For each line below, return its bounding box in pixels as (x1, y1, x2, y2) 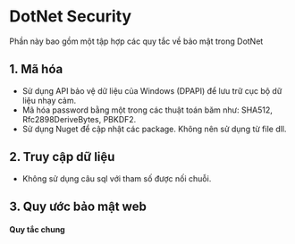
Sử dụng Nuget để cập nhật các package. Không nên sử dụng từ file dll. (21, 123, 287, 134)
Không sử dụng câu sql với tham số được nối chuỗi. (21, 172, 212, 184)
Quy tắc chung (9, 223, 65, 234)
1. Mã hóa (9, 62, 63, 77)
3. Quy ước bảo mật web (9, 198, 147, 214)
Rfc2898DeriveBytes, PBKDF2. (21, 114, 137, 124)
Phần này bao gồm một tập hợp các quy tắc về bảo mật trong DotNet (9, 36, 264, 46)
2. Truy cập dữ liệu (9, 149, 115, 164)
